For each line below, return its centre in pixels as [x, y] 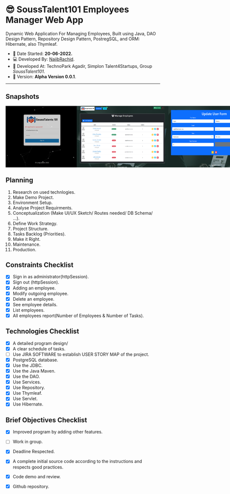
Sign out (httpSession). [36, 282]
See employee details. [35, 304]
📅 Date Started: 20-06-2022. [42, 54]
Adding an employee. [34, 288]
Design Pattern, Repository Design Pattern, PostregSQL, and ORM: [73, 39]
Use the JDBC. [28, 365]
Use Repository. [29, 388]
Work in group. [28, 442]
